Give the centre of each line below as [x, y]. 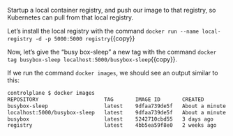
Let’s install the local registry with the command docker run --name [103, 31]
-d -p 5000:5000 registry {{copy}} [85, 38]
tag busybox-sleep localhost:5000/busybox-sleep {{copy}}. [92, 59]
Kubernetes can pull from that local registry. [70, 17]
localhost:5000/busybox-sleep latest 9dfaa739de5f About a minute [117, 112]
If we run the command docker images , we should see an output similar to [113, 73]
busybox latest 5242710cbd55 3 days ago [111, 119]
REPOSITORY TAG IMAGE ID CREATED [106, 99]
